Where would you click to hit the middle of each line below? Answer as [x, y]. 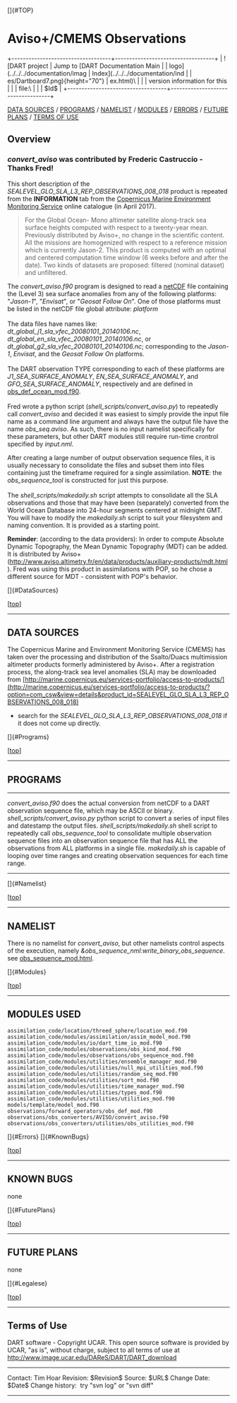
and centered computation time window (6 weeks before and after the [126, 257]
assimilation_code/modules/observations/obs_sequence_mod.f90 [101, 1055]
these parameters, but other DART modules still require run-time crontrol [113, 436]
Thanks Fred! [31, 168]
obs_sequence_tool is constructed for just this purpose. [88, 480]
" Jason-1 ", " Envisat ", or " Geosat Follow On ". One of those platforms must [114, 301]
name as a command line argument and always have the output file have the [118, 421]
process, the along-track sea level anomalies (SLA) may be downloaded [112, 672]
